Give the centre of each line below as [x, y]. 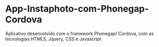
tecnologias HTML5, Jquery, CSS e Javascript [53, 39]
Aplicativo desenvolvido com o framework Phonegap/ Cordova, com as [79, 33]
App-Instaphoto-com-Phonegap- [77, 9]
